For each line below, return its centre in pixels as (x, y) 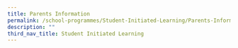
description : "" (31, 27)
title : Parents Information (49, 14)
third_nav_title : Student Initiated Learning (75, 34)
